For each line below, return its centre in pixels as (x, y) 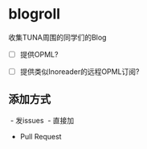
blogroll (35, 14)
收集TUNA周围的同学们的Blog (57, 37)
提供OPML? (39, 54)
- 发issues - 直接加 (42, 120)
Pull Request (41, 136)
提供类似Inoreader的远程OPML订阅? (80, 72)
